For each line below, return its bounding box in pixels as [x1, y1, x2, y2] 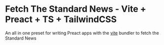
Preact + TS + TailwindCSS [5, 14, 117, 25]
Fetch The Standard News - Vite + [5, 3, 146, 15]
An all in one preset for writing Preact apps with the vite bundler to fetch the [5, 30, 159, 36]
